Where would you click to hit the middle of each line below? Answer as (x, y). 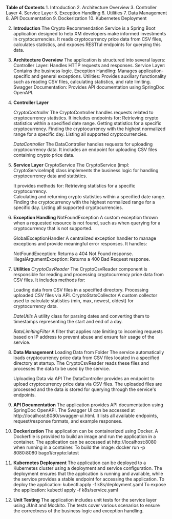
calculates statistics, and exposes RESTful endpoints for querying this (87, 45)
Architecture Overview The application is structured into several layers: (89, 60)
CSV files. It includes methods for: (49, 280)
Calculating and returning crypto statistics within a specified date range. (89, 196)
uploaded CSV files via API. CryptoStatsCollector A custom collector (85, 295)
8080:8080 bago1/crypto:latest (46, 453)
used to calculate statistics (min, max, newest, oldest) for (73, 301)
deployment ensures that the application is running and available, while (88, 474)
